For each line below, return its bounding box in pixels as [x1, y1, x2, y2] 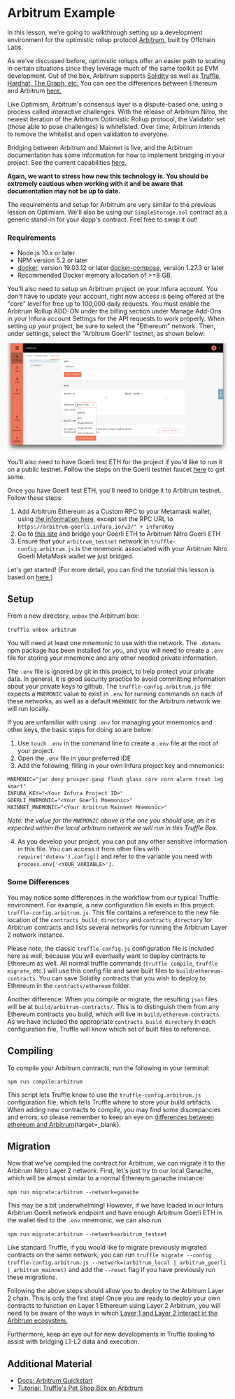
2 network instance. [7, 931, 65, 939]
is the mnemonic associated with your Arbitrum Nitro [76, 544, 228, 553]
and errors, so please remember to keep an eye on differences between [7, 1113, 215, 1121]
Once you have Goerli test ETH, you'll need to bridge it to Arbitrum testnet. [7, 486, 222, 494]
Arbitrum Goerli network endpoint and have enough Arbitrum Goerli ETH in [7, 1208, 222, 1217]
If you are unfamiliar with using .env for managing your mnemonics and [7, 718, 213, 726]
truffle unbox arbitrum [7, 626, 77, 634]
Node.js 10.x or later [17, 249, 76, 257]
